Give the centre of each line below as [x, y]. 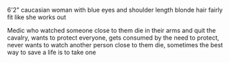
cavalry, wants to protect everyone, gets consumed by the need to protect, [113, 38]
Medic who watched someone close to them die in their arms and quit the [112, 30]
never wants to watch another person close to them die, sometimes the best [115, 45]
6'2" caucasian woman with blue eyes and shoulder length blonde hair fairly [115, 10]
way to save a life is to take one [52, 52]
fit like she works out [37, 17]
